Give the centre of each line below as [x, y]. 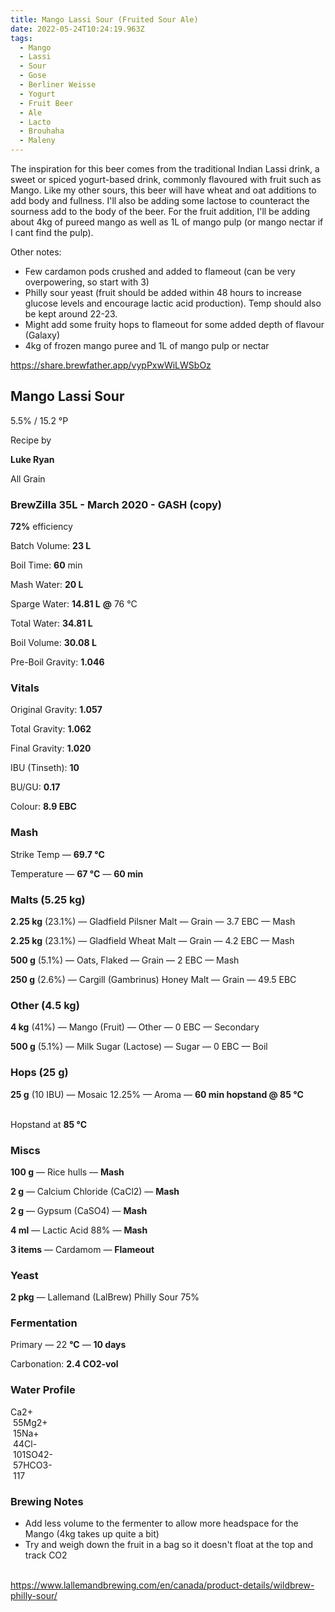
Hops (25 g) [39, 1073]
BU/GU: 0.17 [35, 787]
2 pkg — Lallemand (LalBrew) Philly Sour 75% [105, 1297]
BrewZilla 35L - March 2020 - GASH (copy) [116, 504]
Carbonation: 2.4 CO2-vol [64, 1364]
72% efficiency [41, 527]
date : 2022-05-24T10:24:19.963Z [77, 29]
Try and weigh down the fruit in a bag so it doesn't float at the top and [169, 1545]
